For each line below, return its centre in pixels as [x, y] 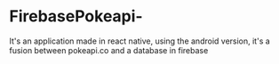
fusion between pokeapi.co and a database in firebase [109, 50]
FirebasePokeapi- [76, 16]
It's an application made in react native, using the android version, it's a [140, 41]
